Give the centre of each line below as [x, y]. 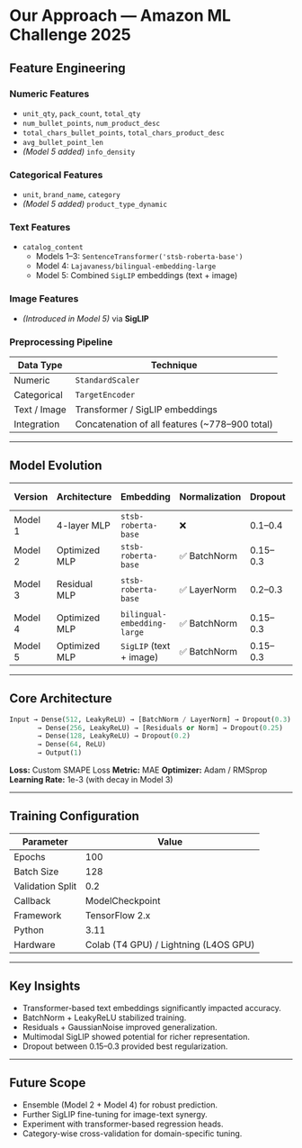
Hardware [35, 945]
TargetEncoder [105, 395]
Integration [37, 424]
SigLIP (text [146, 646]
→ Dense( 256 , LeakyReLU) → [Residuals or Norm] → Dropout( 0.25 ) [160, 728]
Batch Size [36, 872]
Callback [32, 900]
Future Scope [48, 1083]
